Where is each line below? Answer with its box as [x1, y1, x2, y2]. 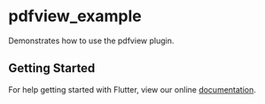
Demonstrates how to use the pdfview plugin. [8, 35, 175, 46]
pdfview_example [8, 6, 143, 26]
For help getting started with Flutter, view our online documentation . [8, 84, 256, 94]
